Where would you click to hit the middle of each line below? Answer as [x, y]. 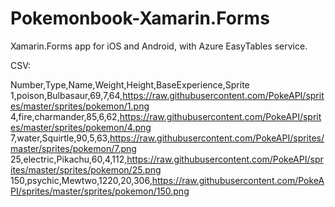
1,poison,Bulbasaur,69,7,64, [66, 95]
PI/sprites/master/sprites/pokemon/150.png [100, 191]
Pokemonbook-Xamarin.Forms [140, 18]
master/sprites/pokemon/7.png [73, 148]
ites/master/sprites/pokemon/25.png [86, 169]
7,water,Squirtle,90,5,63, [60, 138]
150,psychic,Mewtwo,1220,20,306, [81, 180]
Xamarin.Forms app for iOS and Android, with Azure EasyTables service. [159, 46]
